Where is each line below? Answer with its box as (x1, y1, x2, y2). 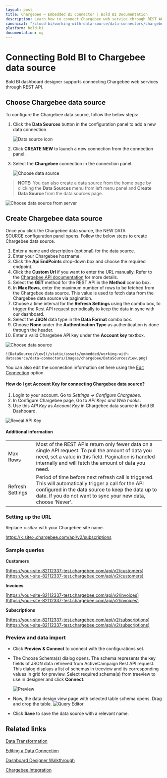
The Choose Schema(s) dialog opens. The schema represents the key (12, 655, 156, 661)
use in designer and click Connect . (12, 676, 85, 682)
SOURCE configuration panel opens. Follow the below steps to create (5, 233, 148, 239)
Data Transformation (5, 738, 48, 744)
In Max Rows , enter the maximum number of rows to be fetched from (12, 284, 155, 290)
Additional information (5, 429, 54, 435)
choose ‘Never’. (36, 498, 73, 505)
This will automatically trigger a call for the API (36, 480, 144, 487)
